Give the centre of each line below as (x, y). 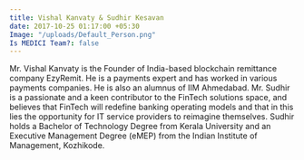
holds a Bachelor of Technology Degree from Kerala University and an (140, 127)
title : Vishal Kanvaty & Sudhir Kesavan (87, 18)
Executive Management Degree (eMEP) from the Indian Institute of (133, 136)
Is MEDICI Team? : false (54, 43)
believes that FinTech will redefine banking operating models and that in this (152, 107)
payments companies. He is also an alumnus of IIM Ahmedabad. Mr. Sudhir (150, 88)
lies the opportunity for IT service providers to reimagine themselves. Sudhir (152, 117)
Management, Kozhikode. (57, 146)
